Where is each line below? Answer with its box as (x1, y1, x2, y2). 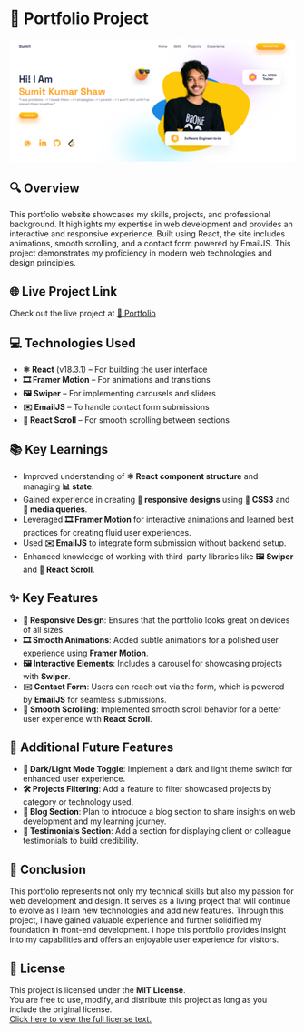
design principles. (9, 257, 76, 268)
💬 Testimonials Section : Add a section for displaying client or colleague (22, 826, 292, 837)
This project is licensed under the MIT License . (9, 985, 186, 996)
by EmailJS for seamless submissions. (22, 694, 167, 705)
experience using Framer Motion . (22, 647, 149, 658)
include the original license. (9, 1004, 113, 1015)
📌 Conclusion (9, 861, 86, 877)
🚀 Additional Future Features (9, 739, 174, 755)
